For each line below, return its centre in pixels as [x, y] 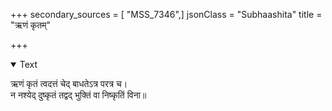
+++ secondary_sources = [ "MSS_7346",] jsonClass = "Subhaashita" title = [166, 14]
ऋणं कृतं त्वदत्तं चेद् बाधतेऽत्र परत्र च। [69, 83]
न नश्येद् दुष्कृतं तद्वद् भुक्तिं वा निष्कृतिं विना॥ [78, 95]
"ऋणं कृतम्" [31, 25]
